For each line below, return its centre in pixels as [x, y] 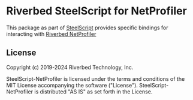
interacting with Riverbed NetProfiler [51, 34]
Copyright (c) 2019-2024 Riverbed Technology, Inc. [70, 67]
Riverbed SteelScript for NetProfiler [96, 11]
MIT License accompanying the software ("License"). [72, 85]
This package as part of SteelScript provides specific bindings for [88, 28]
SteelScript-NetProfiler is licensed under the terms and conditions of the [96, 78]
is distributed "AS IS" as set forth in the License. [93, 92]
